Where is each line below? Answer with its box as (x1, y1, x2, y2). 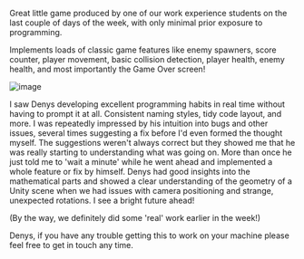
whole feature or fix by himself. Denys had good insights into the (9, 167, 251, 177)
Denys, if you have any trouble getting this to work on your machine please (9, 230, 290, 241)
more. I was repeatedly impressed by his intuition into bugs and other (9, 118, 269, 129)
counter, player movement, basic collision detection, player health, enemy (9, 54, 286, 64)
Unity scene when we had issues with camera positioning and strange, (9, 186, 274, 196)
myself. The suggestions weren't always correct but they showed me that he (9, 138, 296, 148)
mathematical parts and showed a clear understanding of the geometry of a (9, 176, 293, 187)
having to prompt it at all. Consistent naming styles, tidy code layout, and (9, 109, 282, 119)
